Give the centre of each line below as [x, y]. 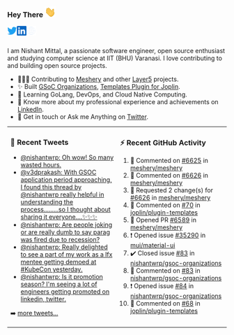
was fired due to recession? [60, 240]
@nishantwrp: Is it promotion [62, 277]
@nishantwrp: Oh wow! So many [67, 157]
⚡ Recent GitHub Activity [163, 143]
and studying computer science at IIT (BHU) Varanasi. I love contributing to [115, 58]
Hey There [25, 15]
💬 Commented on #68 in [165, 304]
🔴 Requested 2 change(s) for [172, 190]
